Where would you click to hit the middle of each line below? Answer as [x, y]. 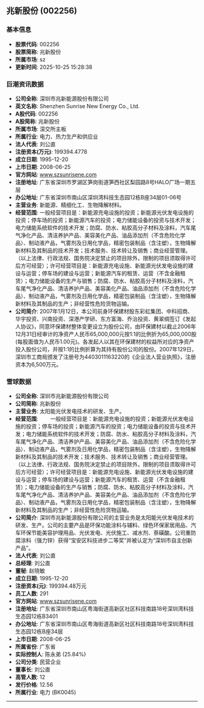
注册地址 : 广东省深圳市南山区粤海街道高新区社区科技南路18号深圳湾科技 [104, 609]
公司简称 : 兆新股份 [38, 404]
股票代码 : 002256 [37, 44]
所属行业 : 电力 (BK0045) [46, 692]
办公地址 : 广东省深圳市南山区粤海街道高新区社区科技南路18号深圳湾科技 [104, 624]
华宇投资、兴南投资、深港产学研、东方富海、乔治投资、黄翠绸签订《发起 [105, 318]
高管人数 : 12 [30, 677]
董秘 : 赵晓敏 [30, 571]
